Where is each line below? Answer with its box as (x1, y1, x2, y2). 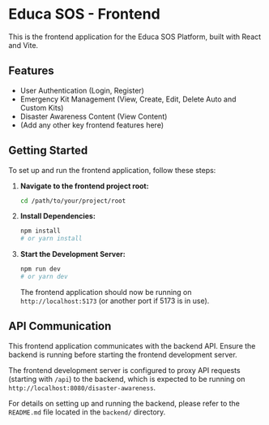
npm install (19, 227, 61, 236)
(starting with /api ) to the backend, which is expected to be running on (8, 374, 246, 384)
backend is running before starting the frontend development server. (8, 349, 237, 359)
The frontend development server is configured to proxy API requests (8, 365, 241, 375)
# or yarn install (19, 235, 83, 243)
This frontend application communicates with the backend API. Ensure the (8, 340, 256, 350)
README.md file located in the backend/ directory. (8, 407, 166, 417)
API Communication (8, 319, 112, 333)
